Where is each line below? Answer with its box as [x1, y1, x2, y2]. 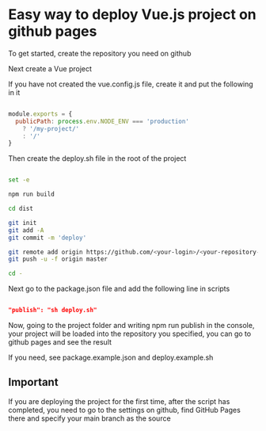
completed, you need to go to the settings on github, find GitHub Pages [8, 405, 241, 414]
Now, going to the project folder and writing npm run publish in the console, [8, 321, 255, 330]
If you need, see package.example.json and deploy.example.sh [8, 353, 214, 362]
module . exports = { [8, 109, 73, 118]
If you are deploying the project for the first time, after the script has [8, 396, 230, 406]
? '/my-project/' [22, 124, 80, 132]
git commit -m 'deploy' [8, 234, 87, 242]
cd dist [8, 204, 34, 213]
